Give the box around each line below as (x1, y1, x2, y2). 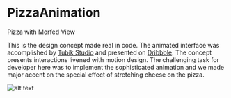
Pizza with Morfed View (7, 28, 75, 36)
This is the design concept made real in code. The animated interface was (7, 41, 220, 49)
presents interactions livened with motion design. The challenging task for (7, 55, 219, 63)
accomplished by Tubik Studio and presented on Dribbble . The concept (7, 48, 212, 57)
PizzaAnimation (7, 5, 101, 21)
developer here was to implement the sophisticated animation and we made (7, 63, 225, 71)
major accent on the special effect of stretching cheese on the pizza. (7, 70, 205, 79)
